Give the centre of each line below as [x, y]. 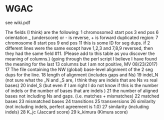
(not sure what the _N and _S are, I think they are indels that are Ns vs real [81, 80]
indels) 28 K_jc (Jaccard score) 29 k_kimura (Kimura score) [67, 112]
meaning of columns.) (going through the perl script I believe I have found [81, 58]
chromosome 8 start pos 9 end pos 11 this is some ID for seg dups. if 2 [78, 42]
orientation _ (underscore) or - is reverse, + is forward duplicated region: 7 [82, 37]
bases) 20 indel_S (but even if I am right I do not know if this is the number [82, 85]
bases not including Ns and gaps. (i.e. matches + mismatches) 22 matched [82, 96]
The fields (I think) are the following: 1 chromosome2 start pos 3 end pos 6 [82, 32]
